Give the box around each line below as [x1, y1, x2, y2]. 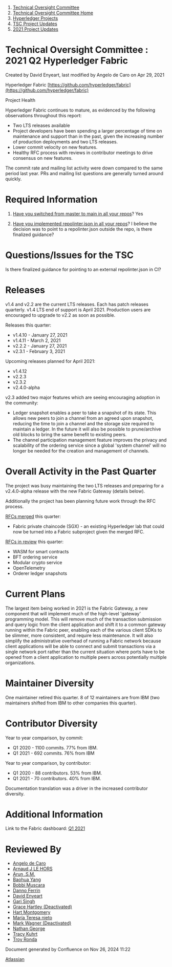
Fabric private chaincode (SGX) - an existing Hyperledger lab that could [12, 523, 165, 529]
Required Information [5, 194, 98, 205]
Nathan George [12, 926, 45, 932]
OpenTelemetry [12, 565, 46, 571]
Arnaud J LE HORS [12, 866, 53, 872]
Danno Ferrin [12, 888, 41, 894]
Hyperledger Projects [12, 15, 58, 21]
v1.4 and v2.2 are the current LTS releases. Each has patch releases [5, 301, 148, 307]
